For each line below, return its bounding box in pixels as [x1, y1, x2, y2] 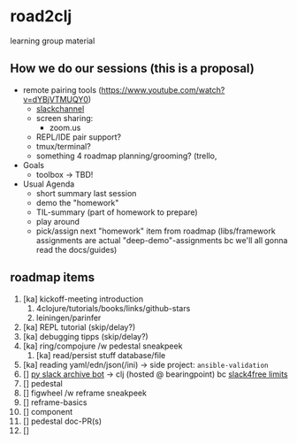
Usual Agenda [22, 179, 75, 189]
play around [35, 216, 80, 226]
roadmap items [10, 270, 95, 285]
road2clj [10, 6, 72, 27]
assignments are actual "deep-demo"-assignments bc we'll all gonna [35, 234, 288, 245]
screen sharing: [35, 112, 94, 123]
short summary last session [35, 188, 137, 198]
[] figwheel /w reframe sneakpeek [22, 387, 147, 398]
